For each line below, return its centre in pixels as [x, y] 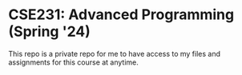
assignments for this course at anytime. [73, 62]
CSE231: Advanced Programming [121, 15]
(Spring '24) [49, 32]
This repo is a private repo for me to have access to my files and [115, 53]
